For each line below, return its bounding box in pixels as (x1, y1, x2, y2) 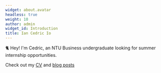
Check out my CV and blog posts (5, 62, 75, 68)
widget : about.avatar (5, 7, 51, 13)
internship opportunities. (5, 52, 57, 58)
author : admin (5, 21, 36, 27)
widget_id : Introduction (5, 26, 58, 31)
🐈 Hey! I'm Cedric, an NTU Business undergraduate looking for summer (5, 45, 156, 51)
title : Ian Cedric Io (5, 31, 51, 36)
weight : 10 (5, 17, 29, 22)
